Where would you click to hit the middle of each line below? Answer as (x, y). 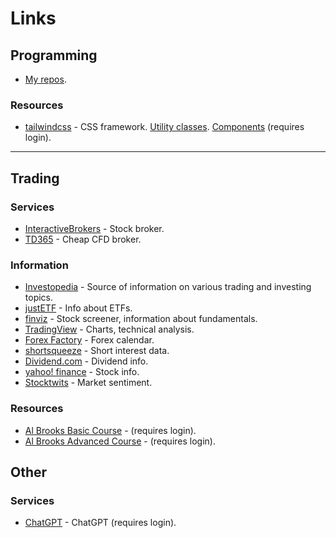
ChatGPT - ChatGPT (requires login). (100, 523)
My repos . (45, 79)
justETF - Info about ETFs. (78, 308)
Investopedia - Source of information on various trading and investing (168, 287)
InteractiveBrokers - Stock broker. (94, 228)
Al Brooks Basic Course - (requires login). (110, 430)
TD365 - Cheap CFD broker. (83, 239)
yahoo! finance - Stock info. (82, 372)
